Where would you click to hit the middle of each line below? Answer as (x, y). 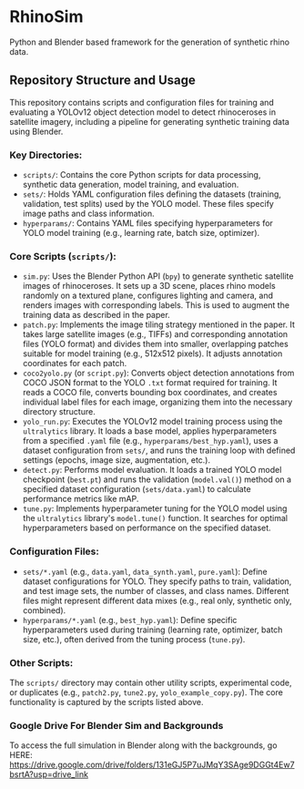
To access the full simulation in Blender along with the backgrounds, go (143, 745)
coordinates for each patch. (75, 364)
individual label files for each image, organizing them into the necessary (157, 402)
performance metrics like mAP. (81, 499)
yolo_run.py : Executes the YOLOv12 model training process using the (152, 422)
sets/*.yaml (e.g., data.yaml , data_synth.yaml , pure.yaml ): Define (145, 571)
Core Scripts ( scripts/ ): (63, 256)
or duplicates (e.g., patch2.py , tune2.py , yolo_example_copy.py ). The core (147, 692)
